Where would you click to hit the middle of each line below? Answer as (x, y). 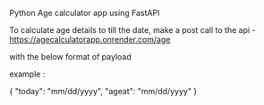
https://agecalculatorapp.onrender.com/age (90, 40)
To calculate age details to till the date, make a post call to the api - (132, 30)
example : (27, 74)
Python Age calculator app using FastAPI (85, 13)
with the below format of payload (70, 57)
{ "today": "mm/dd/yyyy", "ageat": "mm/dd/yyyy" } (103, 91)
